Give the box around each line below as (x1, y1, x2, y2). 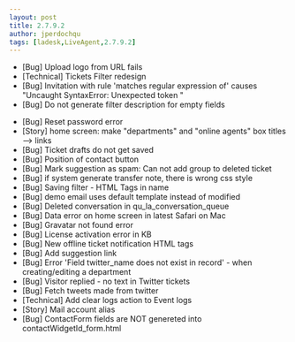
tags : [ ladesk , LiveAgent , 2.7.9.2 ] (9, 37, 137, 47)
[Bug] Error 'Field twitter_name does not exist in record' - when (21, 257, 253, 268)
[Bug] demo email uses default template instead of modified (21, 192, 241, 202)
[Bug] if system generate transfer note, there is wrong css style (21, 173, 253, 184)
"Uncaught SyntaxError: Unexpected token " (21, 90, 184, 101)
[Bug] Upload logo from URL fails (21, 62, 143, 72)
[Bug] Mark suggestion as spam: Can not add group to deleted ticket (21, 163, 272, 174)
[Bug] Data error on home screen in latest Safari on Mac (21, 210, 227, 221)
